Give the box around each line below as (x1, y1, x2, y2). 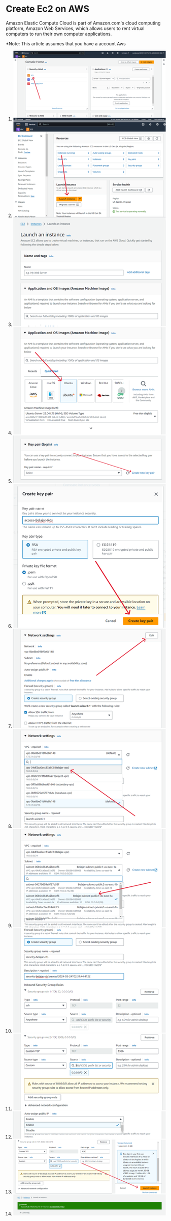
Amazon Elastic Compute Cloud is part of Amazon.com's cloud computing (6, 20, 161, 26)
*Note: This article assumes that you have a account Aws (6, 40, 126, 46)
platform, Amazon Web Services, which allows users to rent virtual (6, 25, 145, 31)
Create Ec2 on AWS (6, 3, 90, 15)
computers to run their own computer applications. (6, 31, 112, 37)
